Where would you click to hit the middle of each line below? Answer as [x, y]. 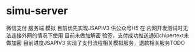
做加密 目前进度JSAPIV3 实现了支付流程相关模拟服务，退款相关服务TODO [95, 43]
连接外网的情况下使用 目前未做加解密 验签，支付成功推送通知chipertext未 [100, 35]
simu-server [37, 11]
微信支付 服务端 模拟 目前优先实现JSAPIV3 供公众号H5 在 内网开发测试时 [95, 28]
